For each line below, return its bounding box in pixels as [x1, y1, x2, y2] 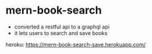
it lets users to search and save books [14, 29, 108, 36]
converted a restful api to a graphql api [14, 23, 110, 30]
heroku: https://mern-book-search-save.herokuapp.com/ [5, 41, 146, 48]
